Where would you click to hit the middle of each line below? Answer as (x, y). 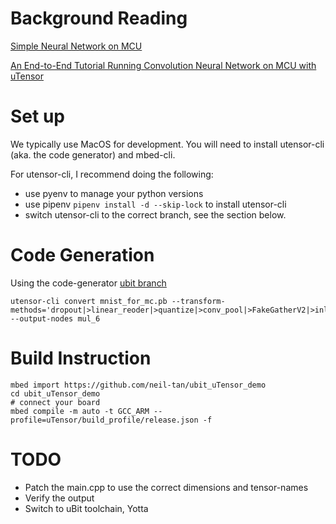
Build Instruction (81, 358)
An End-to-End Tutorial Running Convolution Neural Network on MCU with (163, 65)
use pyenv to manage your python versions (114, 193)
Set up (37, 116)
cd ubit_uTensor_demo (55, 393)
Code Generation (82, 255)
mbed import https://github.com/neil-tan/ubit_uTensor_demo (138, 385)
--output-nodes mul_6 (55, 318)
